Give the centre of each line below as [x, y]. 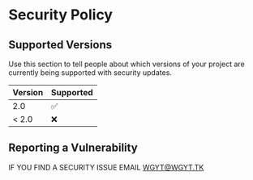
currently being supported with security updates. [90, 73]
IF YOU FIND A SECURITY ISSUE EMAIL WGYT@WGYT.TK [106, 167]
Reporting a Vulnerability [73, 148]
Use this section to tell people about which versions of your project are [126, 64]
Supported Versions [60, 45]
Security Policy [61, 15]
